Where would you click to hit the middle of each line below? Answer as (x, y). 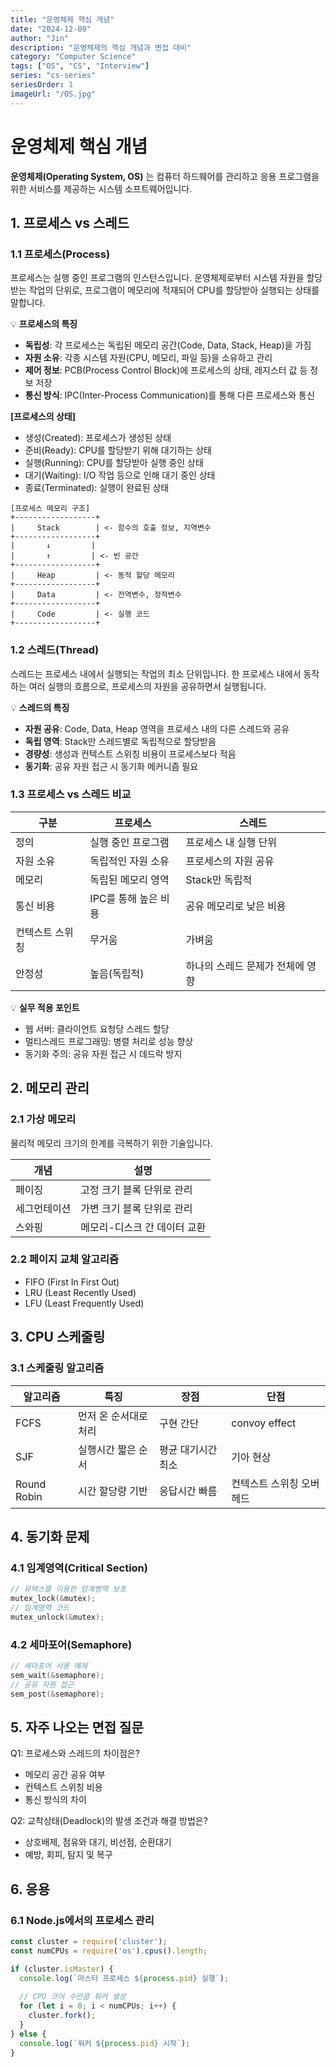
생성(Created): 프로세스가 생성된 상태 (98, 438)
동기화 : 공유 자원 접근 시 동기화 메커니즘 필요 (111, 766)
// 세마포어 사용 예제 (49, 1666)
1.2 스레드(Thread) (55, 650)
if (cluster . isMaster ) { (62, 1969)
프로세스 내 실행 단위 (231, 842)
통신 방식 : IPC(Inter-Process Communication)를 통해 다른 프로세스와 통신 (169, 395)
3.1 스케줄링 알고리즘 (57, 1368)
